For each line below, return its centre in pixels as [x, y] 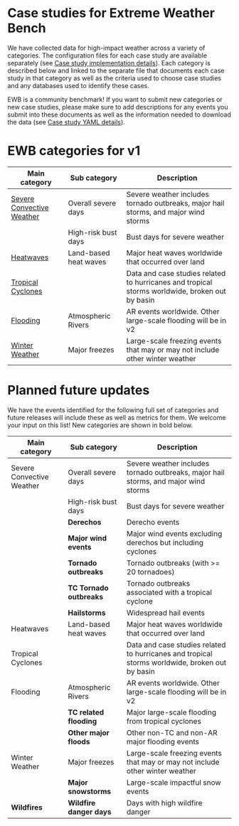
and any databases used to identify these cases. [78, 85]
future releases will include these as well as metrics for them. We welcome [117, 417]
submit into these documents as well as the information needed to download [119, 114]
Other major [89, 732]
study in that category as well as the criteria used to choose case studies [115, 78]
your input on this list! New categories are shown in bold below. [100, 425]
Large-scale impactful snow [174, 782]
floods [79, 741]
